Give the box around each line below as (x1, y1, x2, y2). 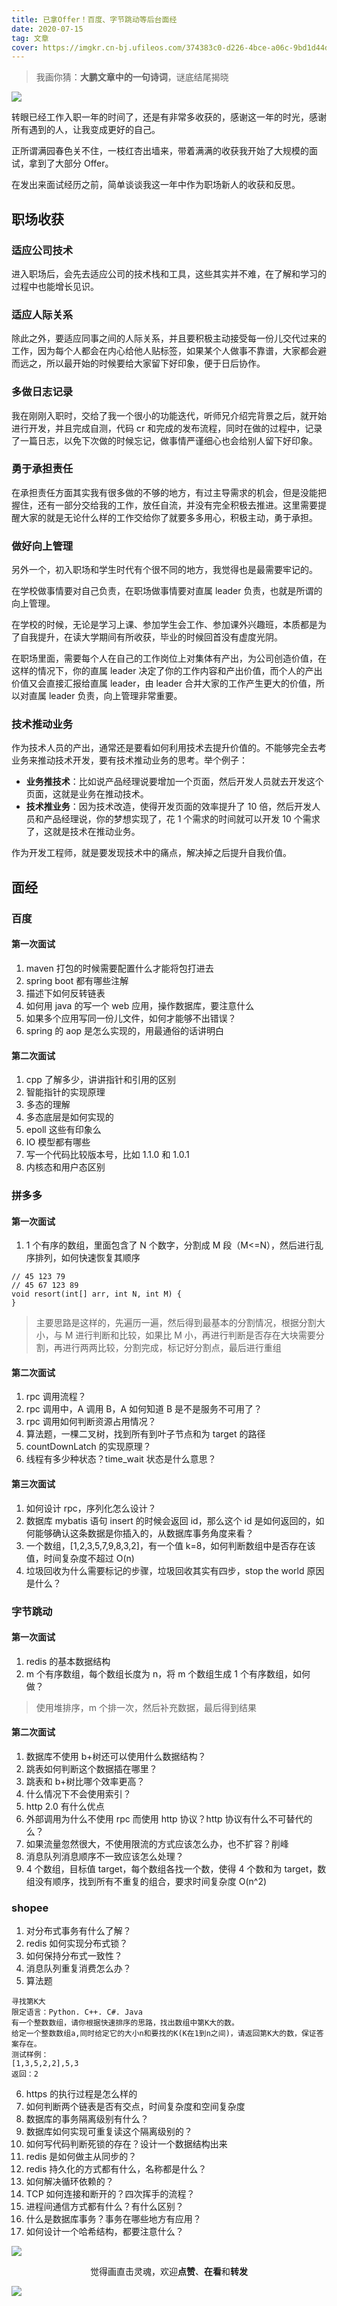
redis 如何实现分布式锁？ (25, 1937, 129, 1950)
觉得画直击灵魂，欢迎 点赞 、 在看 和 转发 (90, 2266, 248, 2278)
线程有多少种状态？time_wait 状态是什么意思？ (25, 1453, 217, 1465)
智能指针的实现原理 (25, 1086, 106, 1098)
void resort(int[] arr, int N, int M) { (11, 1289, 183, 1300)
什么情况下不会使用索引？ (25, 1788, 132, 1800)
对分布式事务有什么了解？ (25, 1925, 132, 1937)
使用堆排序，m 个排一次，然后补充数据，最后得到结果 (35, 1701, 257, 1713)
